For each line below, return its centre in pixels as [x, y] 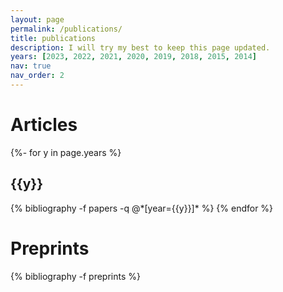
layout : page [37, 19]
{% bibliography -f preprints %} [75, 276]
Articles [44, 125]
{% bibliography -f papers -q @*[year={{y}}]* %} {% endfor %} [142, 208]
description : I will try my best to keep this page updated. [140, 47]
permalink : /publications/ [66, 29]
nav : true [31, 66]
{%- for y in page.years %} [66, 152]
